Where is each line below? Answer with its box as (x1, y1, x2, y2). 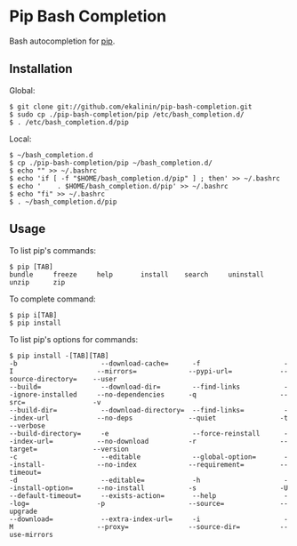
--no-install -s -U (96, 483, 289, 493)
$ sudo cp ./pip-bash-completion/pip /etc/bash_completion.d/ (9, 109, 245, 119)
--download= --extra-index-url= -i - (9, 514, 289, 524)
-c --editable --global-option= (9, 452, 256, 462)
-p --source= (96, 499, 225, 508)
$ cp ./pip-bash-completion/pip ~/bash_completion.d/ (9, 158, 213, 167)
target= (9, 445, 38, 454)
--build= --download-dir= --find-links (9, 382, 241, 391)
